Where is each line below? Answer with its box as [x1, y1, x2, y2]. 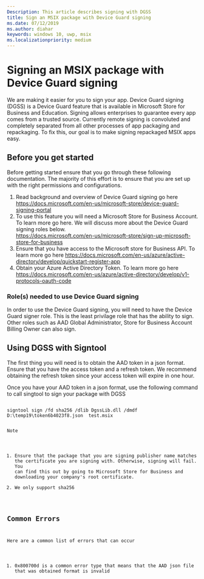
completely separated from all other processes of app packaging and [7, 122, 180, 129]
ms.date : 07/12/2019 [7, 20, 59, 26]
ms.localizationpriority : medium [7, 37, 92, 43]
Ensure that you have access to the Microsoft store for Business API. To [15, 245, 195, 252]
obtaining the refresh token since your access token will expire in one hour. [7, 371, 195, 379]
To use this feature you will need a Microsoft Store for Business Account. [15, 212, 199, 220]
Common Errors [7, 514, 60, 523]
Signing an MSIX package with [7, 63, 165, 77]
